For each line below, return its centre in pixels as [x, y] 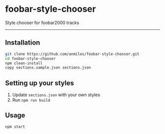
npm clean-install [24, 63]
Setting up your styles [40, 83]
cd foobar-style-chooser [30, 58]
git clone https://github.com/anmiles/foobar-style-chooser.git [72, 54]
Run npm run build [31, 100]
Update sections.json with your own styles [56, 95]
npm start [15, 127]
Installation [23, 43]
